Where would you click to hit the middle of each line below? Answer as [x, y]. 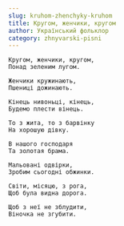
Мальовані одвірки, [41, 165]
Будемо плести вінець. [46, 109]
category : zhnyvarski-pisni [55, 38]
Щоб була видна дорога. [48, 193]
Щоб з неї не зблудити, [48, 208]
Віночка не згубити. [43, 214]
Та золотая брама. [39, 151]
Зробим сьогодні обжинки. [51, 172]
